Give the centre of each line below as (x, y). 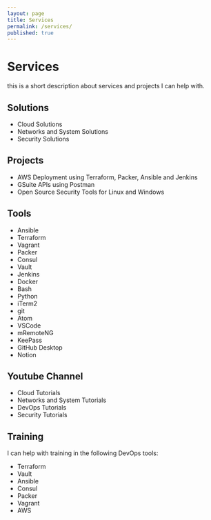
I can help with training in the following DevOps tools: (83, 453)
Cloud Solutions (40, 124)
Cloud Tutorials (39, 393)
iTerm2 (27, 303)
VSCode (29, 326)
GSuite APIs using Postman (56, 184)
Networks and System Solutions (63, 131)
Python (27, 296)
